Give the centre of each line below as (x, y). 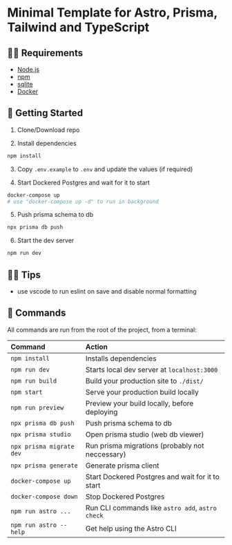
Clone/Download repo (48, 130)
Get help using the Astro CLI (131, 528)
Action (97, 347)
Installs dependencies (121, 358)
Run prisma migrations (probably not (145, 446)
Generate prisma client (122, 466)
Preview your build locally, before (139, 403)
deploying (101, 412)
